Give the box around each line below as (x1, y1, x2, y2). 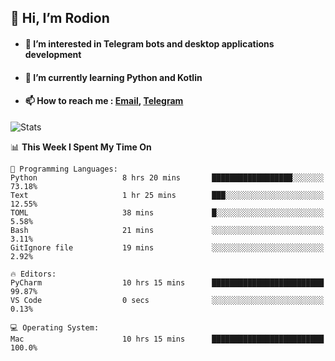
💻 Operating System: (10, 322, 100, 333)
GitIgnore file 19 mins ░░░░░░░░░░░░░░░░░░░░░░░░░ (10, 242, 325, 253)
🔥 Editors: (10, 269, 57, 279)
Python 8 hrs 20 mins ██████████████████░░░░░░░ (10, 172, 325, 183)
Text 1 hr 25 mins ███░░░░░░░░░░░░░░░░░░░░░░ (10, 190, 325, 200)
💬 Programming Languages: (10, 164, 118, 174)
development (24, 48, 82, 60)
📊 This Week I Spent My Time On (10, 141, 152, 153)
